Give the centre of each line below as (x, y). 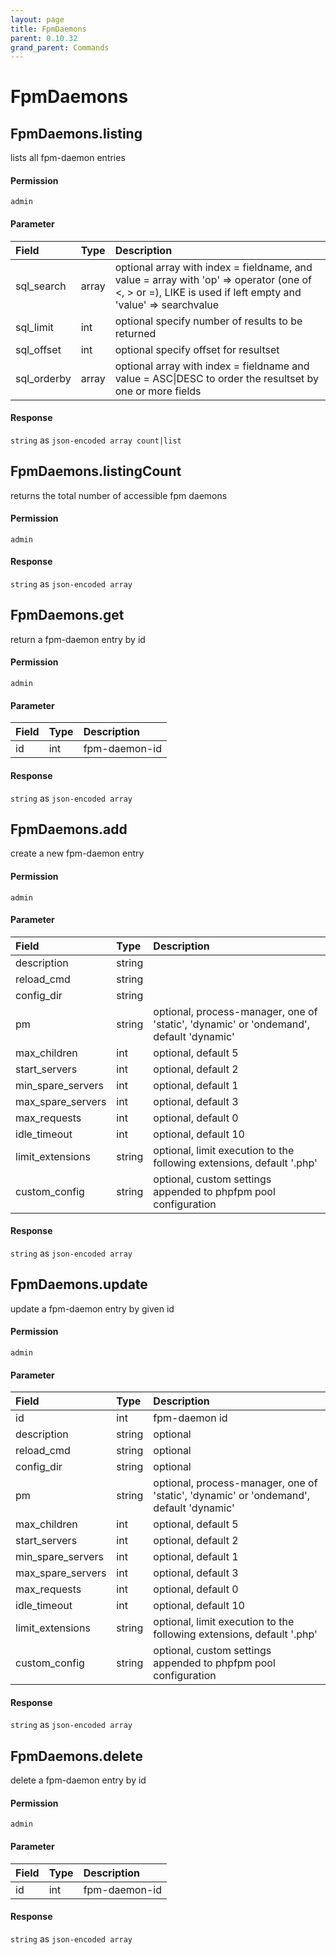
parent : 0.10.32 (44, 38)
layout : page (37, 19)
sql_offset (38, 349)
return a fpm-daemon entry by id (78, 639)
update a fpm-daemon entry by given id (92, 1308)
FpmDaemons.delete (77, 1756)
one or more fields (158, 391)
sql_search (41, 286)
